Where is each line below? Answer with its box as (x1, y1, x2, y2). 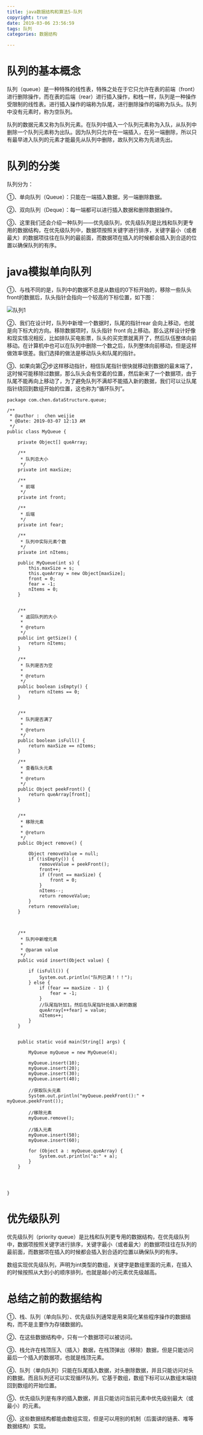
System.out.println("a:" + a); (39, 1153, 118, 1159)
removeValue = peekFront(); (39, 861, 110, 867)
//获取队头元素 (28, 1087, 61, 1093)
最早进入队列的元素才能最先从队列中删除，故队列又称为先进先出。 (11, 136, 176, 144)
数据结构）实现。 (7, 1422, 49, 1430)
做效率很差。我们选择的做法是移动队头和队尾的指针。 (7, 349, 139, 357)
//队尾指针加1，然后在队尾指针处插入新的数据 (39, 1002, 137, 1008)
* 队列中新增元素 (20, 936, 58, 942)
